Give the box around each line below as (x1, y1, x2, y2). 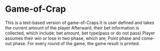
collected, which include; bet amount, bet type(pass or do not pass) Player (5, 30, 155, 36)
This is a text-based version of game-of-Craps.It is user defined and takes (5, 20, 155, 25)
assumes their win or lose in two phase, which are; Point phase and (5, 35, 140, 41)
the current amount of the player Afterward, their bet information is (5, 25, 140, 30)
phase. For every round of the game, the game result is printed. (13, 40, 140, 46)
